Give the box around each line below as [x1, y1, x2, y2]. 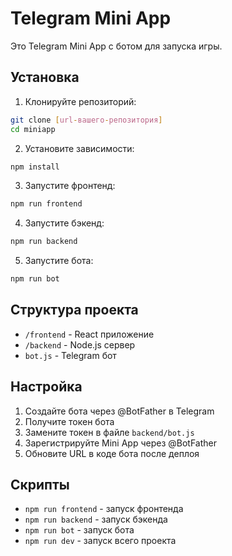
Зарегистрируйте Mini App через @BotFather [24, 437, 218, 449]
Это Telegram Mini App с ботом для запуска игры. [10, 40, 223, 52]
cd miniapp [10, 124, 56, 134]
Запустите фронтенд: [24, 180, 116, 192]
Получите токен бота [24, 415, 115, 427]
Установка [10, 69, 80, 86]
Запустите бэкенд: [24, 217, 105, 229]
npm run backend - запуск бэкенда [24, 513, 168, 526]
